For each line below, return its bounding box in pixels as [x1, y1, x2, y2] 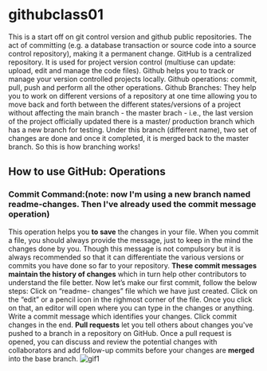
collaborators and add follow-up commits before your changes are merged [8, 345, 255, 355]
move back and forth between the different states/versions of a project [8, 100, 241, 109]
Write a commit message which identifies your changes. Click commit [8, 311, 238, 321]
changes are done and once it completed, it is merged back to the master [8, 133, 249, 143]
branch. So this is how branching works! [8, 142, 141, 151]
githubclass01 [8, 6, 104, 24]
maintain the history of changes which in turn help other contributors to [8, 269, 247, 279]
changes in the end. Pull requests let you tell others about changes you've [8, 320, 253, 330]
